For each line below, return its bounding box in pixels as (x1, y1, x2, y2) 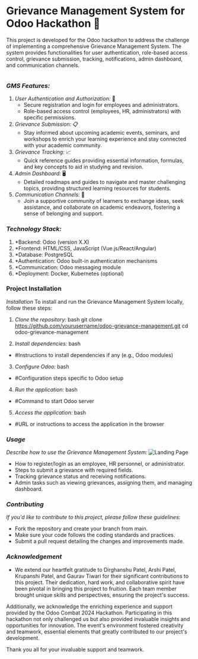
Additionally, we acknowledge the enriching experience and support (6, 603, 173, 610)
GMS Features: (6, 81, 50, 90)
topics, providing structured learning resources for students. (23, 185, 171, 192)
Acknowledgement (6, 553, 62, 561)
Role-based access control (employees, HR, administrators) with (23, 108, 181, 115)
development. (6, 634, 40, 641)
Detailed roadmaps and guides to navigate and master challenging (23, 179, 186, 186)
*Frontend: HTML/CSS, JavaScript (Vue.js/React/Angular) (14, 244, 157, 251)
